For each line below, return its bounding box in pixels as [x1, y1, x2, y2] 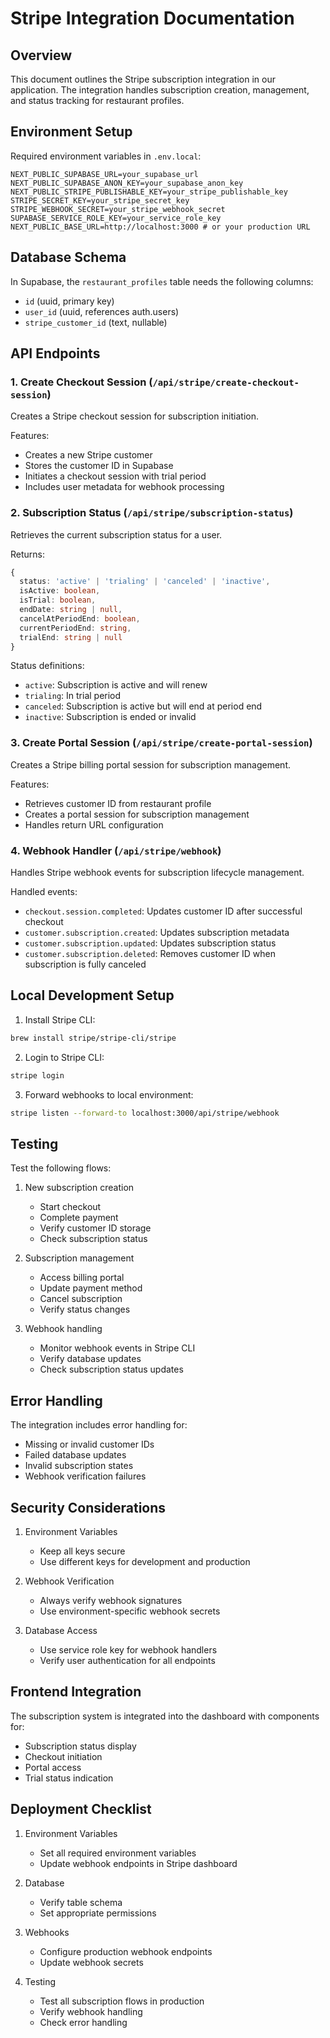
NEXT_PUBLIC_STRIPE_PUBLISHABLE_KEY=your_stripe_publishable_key [10, 187, 288, 197]
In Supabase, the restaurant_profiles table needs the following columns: [10, 275, 314, 287]
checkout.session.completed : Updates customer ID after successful [24, 905, 303, 917]
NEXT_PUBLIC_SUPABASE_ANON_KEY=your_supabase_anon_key [10, 178, 244, 188]
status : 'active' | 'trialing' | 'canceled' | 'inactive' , [19, 577, 271, 587]
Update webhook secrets [39, 1956, 144, 1968]
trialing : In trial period [24, 690, 122, 702]
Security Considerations [10, 1499, 167, 1516]
